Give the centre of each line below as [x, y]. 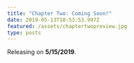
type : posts [24, 33]
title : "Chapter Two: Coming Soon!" [59, 13]
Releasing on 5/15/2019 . [42, 52]
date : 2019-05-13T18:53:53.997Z [53, 20]
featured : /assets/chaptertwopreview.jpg [67, 26]
